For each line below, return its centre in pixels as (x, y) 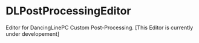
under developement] (33, 33)
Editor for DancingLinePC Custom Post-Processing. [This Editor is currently (99, 27)
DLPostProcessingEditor (68, 11)
